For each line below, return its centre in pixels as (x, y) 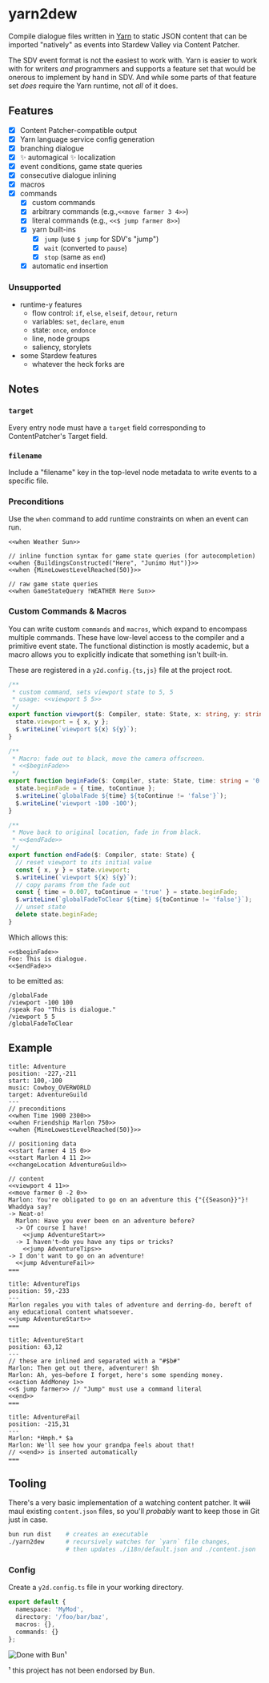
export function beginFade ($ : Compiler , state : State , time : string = (128, 781)
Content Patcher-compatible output (78, 130)
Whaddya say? (30, 1206)
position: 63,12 (35, 1347)
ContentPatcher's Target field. (58, 436)
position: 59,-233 (39, 1290)
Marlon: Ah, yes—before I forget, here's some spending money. (116, 1375)
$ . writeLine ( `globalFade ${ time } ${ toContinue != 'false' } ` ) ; (121, 795)
